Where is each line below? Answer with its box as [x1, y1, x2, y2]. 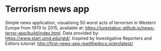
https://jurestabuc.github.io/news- [85, 25, 155, 30]
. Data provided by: [60, 30, 100, 36]
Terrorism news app [5, 3, 90, 15]
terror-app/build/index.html [5, 30, 61, 36]
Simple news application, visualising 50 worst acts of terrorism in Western [5, 20, 156, 25]
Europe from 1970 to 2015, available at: [5, 25, 84, 30]
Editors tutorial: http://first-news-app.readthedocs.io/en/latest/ [5, 40, 133, 46]
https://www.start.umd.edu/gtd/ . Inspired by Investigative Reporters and [5, 35, 152, 41]
